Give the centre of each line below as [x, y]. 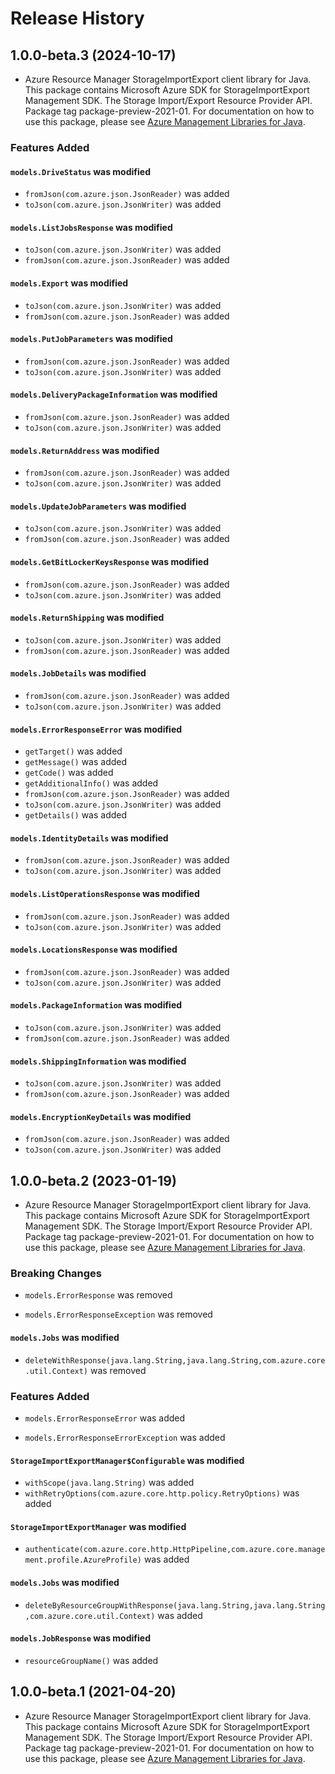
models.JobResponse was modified [80, 1638]
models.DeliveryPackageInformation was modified [114, 394]
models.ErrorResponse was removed [98, 1295]
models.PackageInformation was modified [96, 1005]
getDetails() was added [76, 815]
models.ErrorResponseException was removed [118, 1314]
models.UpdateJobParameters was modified [98, 506]
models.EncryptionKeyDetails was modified [101, 1116]
